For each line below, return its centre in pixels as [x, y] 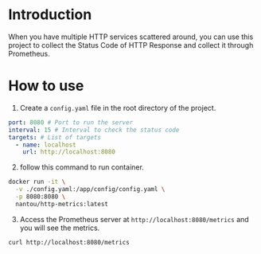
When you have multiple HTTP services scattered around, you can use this [131, 37]
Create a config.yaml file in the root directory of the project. [118, 107]
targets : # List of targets [55, 137]
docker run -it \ [37, 182]
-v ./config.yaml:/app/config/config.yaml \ [90, 190]
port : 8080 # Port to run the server [71, 122]
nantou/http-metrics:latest [62, 204]
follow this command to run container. [82, 167]
